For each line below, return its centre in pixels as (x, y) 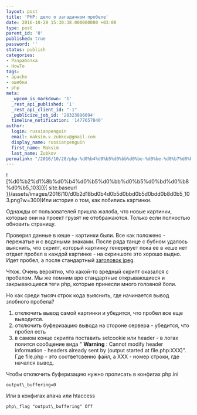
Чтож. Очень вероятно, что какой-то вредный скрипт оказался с (87, 272)
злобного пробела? (30, 302)
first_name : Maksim (35, 148)
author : (16, 126)
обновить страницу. (31, 224)
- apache (17, 77)
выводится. (29, 319)
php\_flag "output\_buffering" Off (50, 407)
